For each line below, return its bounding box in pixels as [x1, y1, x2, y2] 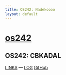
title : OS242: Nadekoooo [5, 7, 55, 12]
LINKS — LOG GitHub [5, 64, 48, 70]
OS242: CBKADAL [5, 52, 62, 60]
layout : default [5, 12, 38, 16]
